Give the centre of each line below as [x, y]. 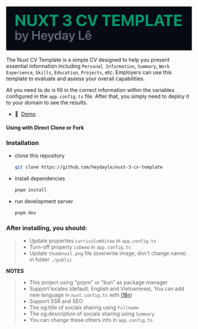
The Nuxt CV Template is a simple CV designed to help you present [88, 60]
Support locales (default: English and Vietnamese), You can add [107, 288]
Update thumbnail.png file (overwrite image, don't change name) [108, 253]
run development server [44, 201]
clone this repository [39, 156]
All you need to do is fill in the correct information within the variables [90, 90]
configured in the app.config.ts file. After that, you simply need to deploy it [98, 96]
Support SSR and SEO [56, 301]
